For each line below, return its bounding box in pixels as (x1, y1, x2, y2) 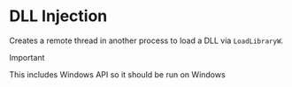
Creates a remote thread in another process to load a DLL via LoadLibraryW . (9, 35, 284, 46)
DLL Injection (9, 6, 108, 26)
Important (9, 52, 45, 62)
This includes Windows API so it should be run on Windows (9, 69, 226, 80)
